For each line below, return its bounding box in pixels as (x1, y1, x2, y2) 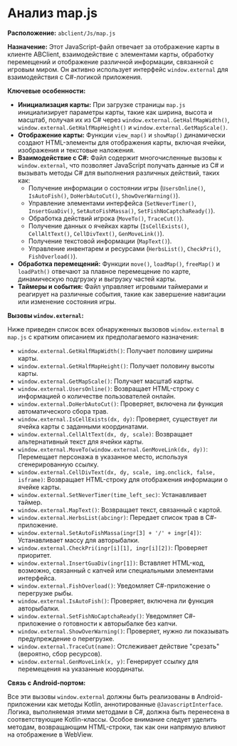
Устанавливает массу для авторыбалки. (17, 536, 140, 544)
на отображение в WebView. (7, 730, 94, 739)
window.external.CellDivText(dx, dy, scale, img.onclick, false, (17, 469, 216, 476)
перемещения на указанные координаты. (17, 665, 144, 673)
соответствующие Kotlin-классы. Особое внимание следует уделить (7, 715, 217, 723)
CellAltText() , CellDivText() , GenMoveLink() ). (28, 229, 164, 237)
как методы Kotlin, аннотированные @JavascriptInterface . (47, 700, 223, 708)
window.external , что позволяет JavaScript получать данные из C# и (17, 160, 224, 169)
